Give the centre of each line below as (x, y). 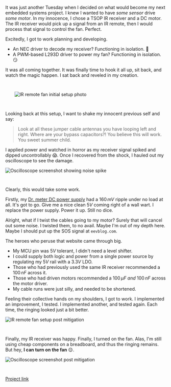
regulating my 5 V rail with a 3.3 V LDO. (53, 262)
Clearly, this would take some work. (43, 189)
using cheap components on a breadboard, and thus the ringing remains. (82, 345)
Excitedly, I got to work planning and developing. (56, 39)
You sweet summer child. (44, 140)
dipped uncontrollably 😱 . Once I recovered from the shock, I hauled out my (85, 155)
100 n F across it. (30, 273)
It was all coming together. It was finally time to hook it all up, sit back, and (83, 70)
